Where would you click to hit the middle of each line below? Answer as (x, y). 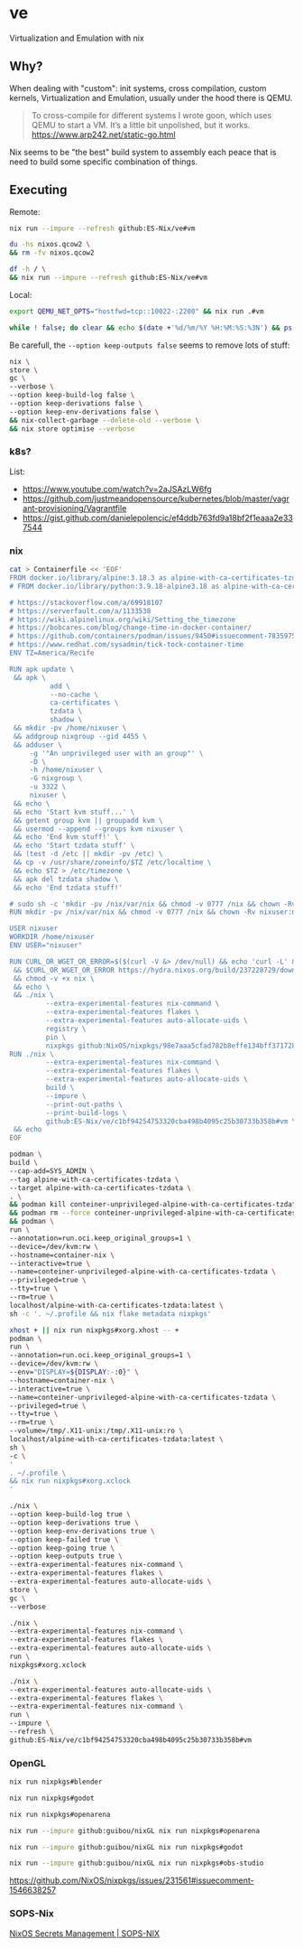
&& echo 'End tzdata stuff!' (68, 888)
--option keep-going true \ (62, 1548)
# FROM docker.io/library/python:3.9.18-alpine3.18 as (115, 586)
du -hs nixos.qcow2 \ (50, 245)
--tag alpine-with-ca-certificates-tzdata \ (94, 1179)
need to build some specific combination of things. (104, 162)
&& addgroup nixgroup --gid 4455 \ (80, 736)
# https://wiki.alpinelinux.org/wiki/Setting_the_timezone (123, 620)
